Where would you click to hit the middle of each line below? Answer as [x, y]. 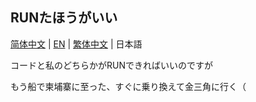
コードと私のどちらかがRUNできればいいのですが [111, 65]
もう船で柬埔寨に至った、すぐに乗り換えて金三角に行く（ [128, 86]
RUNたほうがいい [64, 18]
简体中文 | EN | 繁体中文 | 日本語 [76, 44]
